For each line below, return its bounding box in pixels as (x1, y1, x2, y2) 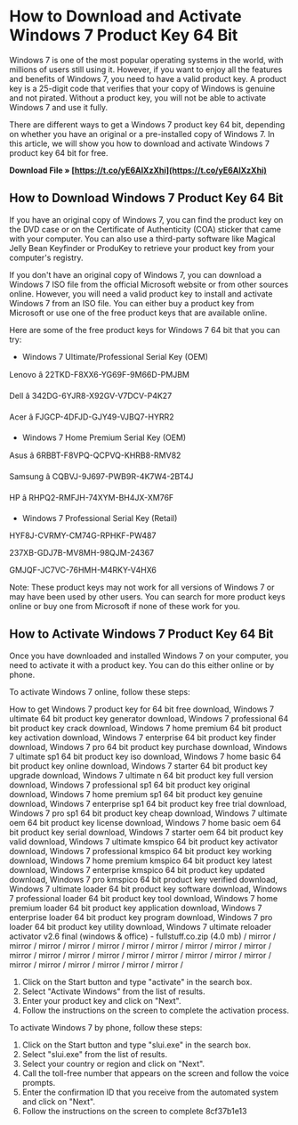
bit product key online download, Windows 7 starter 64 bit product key (9, 760, 269, 771)
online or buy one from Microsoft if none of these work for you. (9, 600, 241, 611)
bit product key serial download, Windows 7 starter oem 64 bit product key (9, 827, 284, 837)
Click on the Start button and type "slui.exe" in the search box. (21, 1039, 252, 1050)
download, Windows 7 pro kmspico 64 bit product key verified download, (9, 874, 278, 885)
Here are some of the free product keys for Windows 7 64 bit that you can (9, 324, 280, 335)
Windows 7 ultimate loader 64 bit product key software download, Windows (9, 884, 287, 894)
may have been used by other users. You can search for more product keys (9, 591, 286, 602)
